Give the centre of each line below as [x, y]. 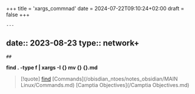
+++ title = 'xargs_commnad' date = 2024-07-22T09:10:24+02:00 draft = [95, 8]
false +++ [18, 15]
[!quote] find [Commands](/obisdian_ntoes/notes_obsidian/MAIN [99, 79]
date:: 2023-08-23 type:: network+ [73, 43]
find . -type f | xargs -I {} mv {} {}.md [52, 67]
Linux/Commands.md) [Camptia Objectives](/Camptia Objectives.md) [105, 85]
